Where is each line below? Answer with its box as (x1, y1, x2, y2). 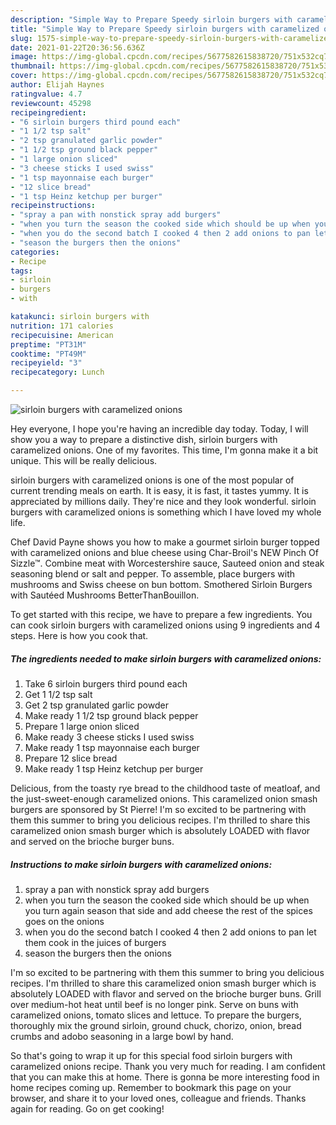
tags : (10, 266, 33, 276)
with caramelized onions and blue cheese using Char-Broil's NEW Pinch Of (10, 547, 319, 558)
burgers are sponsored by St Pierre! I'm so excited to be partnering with (10, 803, 307, 815)
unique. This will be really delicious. (10, 455, 158, 466)
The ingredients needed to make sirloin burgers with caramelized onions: (10, 652, 322, 665)
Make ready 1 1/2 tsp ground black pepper (24, 709, 199, 721)
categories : (10, 247, 60, 257)
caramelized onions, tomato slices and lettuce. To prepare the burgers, (10, 1009, 302, 1021)
